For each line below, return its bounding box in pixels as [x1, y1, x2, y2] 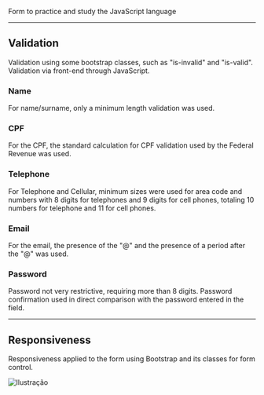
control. [8, 363, 34, 372]
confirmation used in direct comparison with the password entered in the [8, 294, 244, 305]
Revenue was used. [8, 149, 72, 159]
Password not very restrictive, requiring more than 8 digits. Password [8, 287, 233, 296]
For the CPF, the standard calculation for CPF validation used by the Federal [8, 141, 254, 150]
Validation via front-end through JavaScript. [8, 66, 150, 75]
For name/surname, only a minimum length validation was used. [8, 104, 215, 113]
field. [8, 303, 25, 313]
